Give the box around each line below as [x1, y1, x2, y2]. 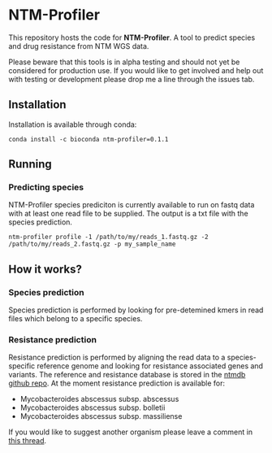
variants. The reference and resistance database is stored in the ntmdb [8, 370, 246, 380]
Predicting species [8, 181, 84, 193]
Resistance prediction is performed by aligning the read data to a [8, 352, 226, 363]
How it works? [8, 262, 83, 276]
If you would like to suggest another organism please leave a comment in [8, 427, 253, 437]
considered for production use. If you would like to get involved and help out [8, 65, 264, 75]
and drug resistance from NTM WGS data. [8, 41, 149, 50]
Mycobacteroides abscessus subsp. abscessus [19, 394, 179, 404]
